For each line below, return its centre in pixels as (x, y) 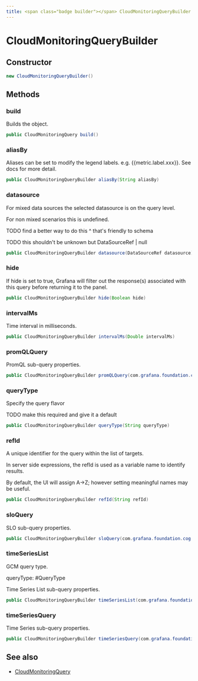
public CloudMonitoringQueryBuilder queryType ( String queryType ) (88, 426)
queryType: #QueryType (36, 578)
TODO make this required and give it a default (62, 415)
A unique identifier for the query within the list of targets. (75, 453)
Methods (23, 94)
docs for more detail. (32, 169)
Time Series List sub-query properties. (53, 589)
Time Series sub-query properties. (48, 628)
